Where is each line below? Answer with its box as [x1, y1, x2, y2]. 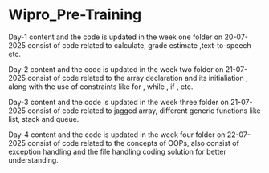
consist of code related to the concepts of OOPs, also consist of [27, 138, 239, 147]
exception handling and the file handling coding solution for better [8, 147, 227, 156]
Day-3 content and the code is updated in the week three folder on [8, 97, 229, 107]
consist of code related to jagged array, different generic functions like [27, 106, 261, 115]
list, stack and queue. [8, 114, 79, 123]
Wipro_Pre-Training [8, 6, 142, 24]
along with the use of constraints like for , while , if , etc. [8, 82, 194, 91]
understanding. [8, 155, 59, 165]
